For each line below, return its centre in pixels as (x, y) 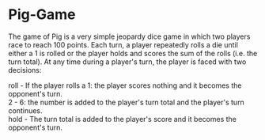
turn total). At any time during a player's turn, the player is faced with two (127, 62)
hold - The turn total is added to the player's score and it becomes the (123, 119)
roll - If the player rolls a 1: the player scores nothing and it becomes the (125, 85)
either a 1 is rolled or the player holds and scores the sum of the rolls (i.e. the (133, 53)
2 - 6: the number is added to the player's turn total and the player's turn (127, 102)
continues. (25, 110)
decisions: (25, 70)
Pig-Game (42, 15)
